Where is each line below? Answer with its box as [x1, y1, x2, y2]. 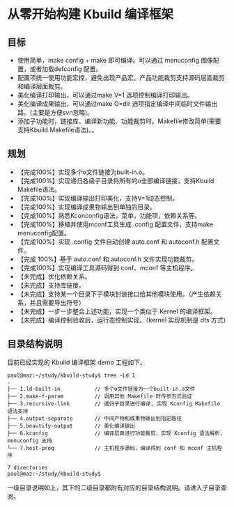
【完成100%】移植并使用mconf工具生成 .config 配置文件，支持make [17, 220, 214, 228]
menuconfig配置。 [17, 228, 71, 237]
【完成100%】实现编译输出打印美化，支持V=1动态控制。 [17, 194, 179, 202]
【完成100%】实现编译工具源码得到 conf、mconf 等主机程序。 [17, 263, 197, 272]
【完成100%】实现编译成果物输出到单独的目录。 [17, 203, 156, 211]
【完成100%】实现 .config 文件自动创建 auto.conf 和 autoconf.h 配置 [17, 237, 214, 246]
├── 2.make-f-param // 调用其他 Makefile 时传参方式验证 [7, 393, 193, 400]
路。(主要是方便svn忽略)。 [17, 109, 94, 116]
